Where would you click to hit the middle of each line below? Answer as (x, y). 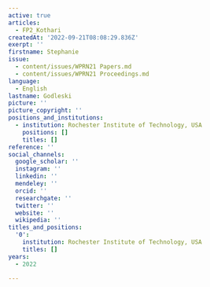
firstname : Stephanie (44, 52)
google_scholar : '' (47, 162)
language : (24, 81)
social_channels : (37, 154)
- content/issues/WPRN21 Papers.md (74, 67)
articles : (24, 23)
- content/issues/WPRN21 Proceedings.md (82, 74)
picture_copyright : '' (45, 111)
